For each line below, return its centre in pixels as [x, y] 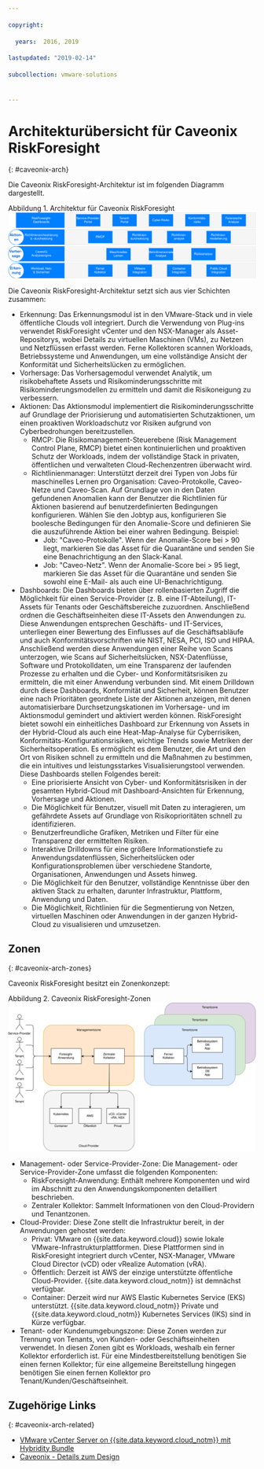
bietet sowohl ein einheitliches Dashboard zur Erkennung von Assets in [134, 723]
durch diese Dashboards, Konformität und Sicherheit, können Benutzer [134, 690]
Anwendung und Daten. [70, 899]
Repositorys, [40, 339]
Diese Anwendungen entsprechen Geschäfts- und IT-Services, [121, 623]
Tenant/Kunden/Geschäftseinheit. [74, 1381]
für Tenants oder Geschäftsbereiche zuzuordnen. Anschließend [147, 606]
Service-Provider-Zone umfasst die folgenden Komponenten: [119, 1172]
